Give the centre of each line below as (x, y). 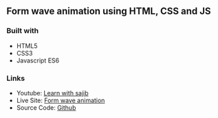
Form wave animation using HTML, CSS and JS (109, 11)
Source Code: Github (46, 107)
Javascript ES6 (38, 60)
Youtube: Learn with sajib (52, 93)
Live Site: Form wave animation (61, 100)
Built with (23, 31)
